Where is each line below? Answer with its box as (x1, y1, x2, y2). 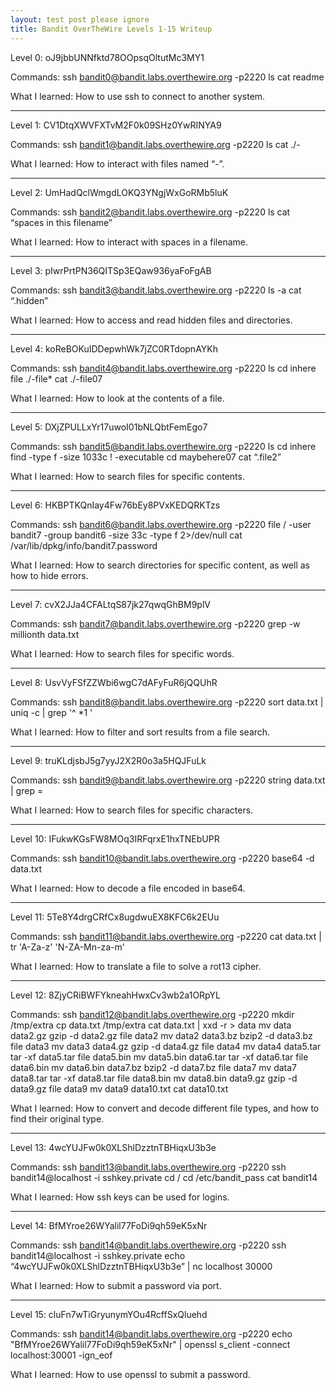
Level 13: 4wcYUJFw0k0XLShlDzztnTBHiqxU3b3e (10, 1141, 217, 1153)
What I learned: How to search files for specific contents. (10, 470, 245, 482)
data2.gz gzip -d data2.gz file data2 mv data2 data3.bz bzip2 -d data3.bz (10, 1029, 313, 1041)
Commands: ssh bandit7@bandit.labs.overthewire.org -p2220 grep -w (10, 617, 301, 630)
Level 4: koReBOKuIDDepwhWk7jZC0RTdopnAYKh (10, 342, 218, 355)
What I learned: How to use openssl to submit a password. (10, 1368, 251, 1380)
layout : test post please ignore (10, 14, 150, 25)
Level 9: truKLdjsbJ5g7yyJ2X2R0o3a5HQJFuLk (10, 754, 207, 766)
